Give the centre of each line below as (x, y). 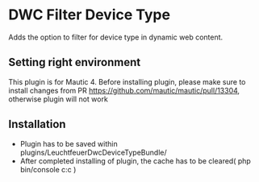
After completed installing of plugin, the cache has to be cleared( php (136, 161)
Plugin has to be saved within (69, 143)
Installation (37, 124)
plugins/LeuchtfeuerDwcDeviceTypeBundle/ (93, 152)
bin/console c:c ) (48, 169)
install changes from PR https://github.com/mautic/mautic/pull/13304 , (124, 90)
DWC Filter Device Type (90, 15)
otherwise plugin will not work (58, 99)
